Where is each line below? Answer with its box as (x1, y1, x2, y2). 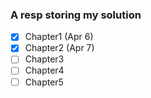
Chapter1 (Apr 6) (24, 31, 94, 43)
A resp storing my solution (10, 8, 142, 22)
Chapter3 (24, 53, 65, 65)
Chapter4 (24, 64, 65, 77)
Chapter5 (24, 76, 64, 88)
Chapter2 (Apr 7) (24, 42, 95, 54)
